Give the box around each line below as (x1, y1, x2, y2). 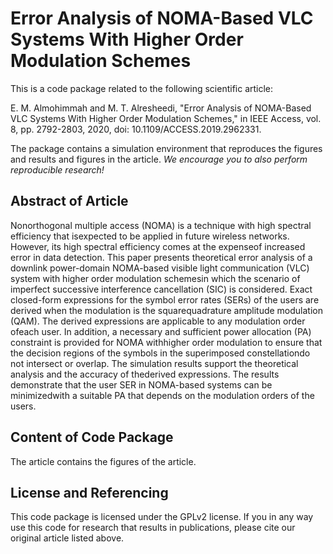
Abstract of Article (10, 193, 129, 210)
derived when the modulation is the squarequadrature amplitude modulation (10, 304, 323, 316)
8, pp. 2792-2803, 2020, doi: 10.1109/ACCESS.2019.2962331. (10, 123, 262, 135)
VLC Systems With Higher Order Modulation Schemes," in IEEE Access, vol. (10, 112, 322, 124)
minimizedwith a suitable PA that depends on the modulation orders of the (10, 389, 315, 401)
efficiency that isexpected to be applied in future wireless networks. (10, 230, 290, 242)
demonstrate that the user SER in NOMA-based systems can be (10, 378, 273, 391)
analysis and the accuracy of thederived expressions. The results (10, 368, 280, 380)
